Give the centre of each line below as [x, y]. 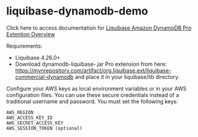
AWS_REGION [20, 112]
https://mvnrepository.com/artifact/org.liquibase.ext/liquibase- [93, 70]
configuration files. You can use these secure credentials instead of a [93, 95]
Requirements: [24, 46]
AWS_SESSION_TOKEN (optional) [45, 128]
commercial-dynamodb [44, 77]
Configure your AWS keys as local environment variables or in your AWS [96, 88]
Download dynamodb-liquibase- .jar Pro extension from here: [91, 64]
